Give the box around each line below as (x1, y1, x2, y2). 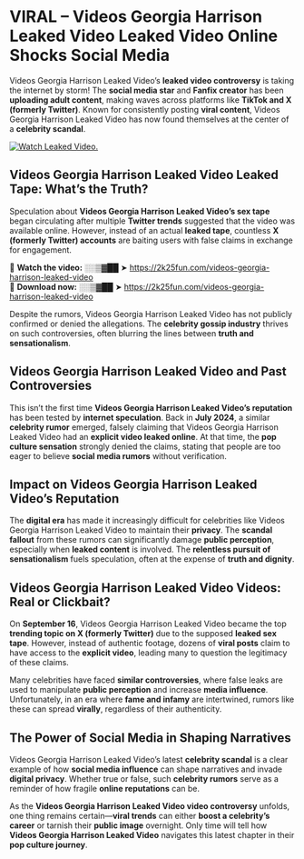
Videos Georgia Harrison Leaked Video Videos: (9, 580, 281, 595)
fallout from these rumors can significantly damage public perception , (9, 534, 275, 545)
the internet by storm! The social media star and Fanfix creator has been (9, 85, 284, 95)
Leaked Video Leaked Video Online (9, 25, 279, 46)
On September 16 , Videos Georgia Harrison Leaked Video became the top (9, 618, 288, 629)
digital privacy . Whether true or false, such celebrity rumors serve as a (9, 774, 279, 784)
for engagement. (9, 244, 73, 255)
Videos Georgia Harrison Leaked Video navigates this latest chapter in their (9, 830, 295, 840)
